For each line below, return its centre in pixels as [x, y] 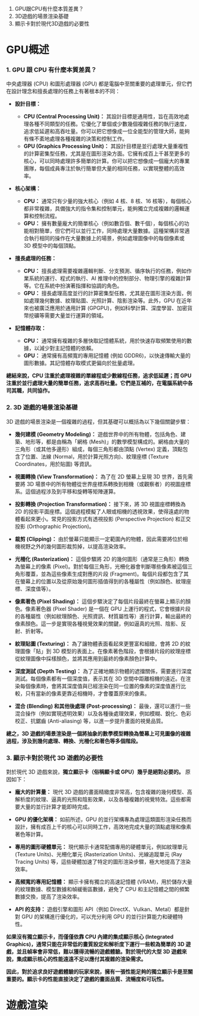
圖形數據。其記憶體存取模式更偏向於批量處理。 [81, 363]
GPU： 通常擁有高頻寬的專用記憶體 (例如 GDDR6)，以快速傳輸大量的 [107, 356]
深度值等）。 [40, 589]
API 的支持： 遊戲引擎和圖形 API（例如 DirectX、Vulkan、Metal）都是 [99, 909]
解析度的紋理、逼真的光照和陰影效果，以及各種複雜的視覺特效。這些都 [100, 799]
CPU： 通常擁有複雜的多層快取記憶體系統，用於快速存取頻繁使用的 [105, 341]
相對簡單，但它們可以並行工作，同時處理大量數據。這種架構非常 [107, 231]
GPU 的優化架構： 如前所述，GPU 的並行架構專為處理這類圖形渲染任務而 [103, 819]
